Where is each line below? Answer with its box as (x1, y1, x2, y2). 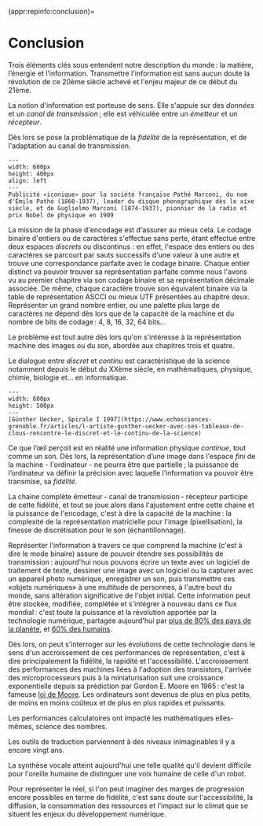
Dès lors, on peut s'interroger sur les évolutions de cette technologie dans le (8, 639, 256, 649)
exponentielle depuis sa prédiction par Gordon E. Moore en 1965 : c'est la (8, 681, 245, 691)
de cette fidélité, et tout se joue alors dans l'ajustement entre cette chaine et (8, 500, 255, 509)
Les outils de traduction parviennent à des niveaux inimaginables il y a (8, 736, 236, 746)
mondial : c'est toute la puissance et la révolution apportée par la (8, 607, 217, 617)
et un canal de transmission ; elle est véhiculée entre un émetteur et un (8, 109, 238, 118)
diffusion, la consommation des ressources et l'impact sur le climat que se (8, 801, 249, 810)
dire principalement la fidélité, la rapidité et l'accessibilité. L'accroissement (8, 656, 249, 665)
